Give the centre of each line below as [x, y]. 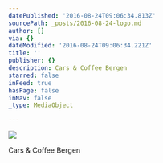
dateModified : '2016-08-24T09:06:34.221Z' [80, 46]
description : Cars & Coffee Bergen [68, 68]
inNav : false [30, 98]
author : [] [26, 31]
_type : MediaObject [41, 105]
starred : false [34, 75]
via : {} [21, 38]
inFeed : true [30, 83]
